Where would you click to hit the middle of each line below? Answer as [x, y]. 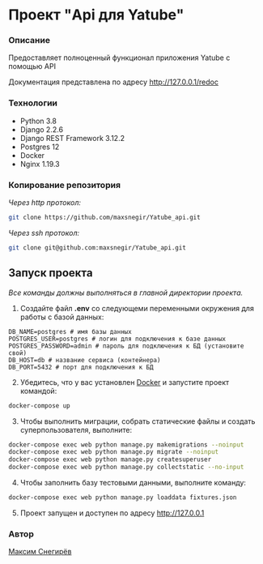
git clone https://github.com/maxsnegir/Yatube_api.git [104, 218]
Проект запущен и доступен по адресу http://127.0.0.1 [112, 513]
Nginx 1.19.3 [40, 164]
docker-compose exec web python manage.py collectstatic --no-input [126, 468]
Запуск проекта [51, 273]
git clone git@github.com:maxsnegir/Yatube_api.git [97, 248]
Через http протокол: [45, 203]
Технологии [33, 103]
